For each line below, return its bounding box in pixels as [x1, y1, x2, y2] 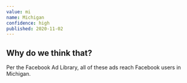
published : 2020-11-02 [6, 25, 63, 32]
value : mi [6, 8, 31, 15]
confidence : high [6, 20, 50, 26]
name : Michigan [6, 14, 45, 20]
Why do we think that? [6, 48, 92, 58]
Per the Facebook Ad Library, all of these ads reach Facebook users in [6, 64, 181, 71]
